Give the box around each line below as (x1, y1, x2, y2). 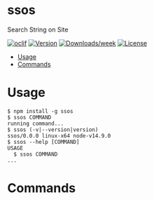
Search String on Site (7, 25, 69, 34)
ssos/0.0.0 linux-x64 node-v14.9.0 (7, 132, 111, 139)
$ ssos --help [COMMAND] (7, 138, 80, 145)
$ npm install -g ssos (7, 107, 73, 114)
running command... (7, 120, 64, 127)
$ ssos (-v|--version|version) (7, 126, 99, 133)
